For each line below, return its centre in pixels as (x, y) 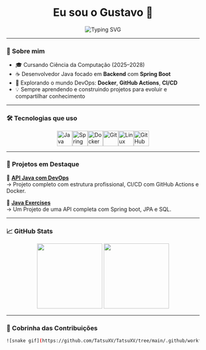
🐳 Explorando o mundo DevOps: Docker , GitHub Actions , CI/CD (96, 83)
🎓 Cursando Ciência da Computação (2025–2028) (80, 65)
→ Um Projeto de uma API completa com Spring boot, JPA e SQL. (89, 209)
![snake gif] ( (25, 341)
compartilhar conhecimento (50, 96)
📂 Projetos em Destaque (43, 164)
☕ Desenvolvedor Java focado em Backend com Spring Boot (93, 74)
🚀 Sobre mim (25, 51)
